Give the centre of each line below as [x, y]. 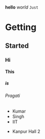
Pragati [13, 96]
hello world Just [22, 7]
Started [17, 46]
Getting [21, 27]
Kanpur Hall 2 [26, 131]
